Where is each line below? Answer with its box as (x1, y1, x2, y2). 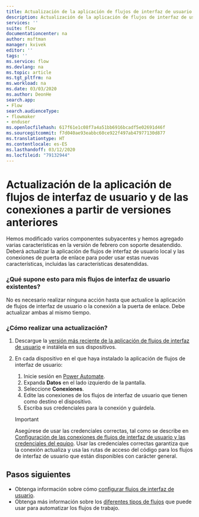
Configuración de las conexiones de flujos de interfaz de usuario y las (14, 433, 185, 440)
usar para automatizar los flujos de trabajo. (14, 504, 120, 511)
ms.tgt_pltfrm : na (6, 75, 52, 81)
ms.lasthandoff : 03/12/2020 (6, 147, 76, 153)
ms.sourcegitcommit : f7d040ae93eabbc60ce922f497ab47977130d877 (6, 130, 166, 137)
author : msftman (6, 36, 46, 42)
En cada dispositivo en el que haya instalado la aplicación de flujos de (14, 354, 185, 362)
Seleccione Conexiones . (23, 385, 84, 392)
